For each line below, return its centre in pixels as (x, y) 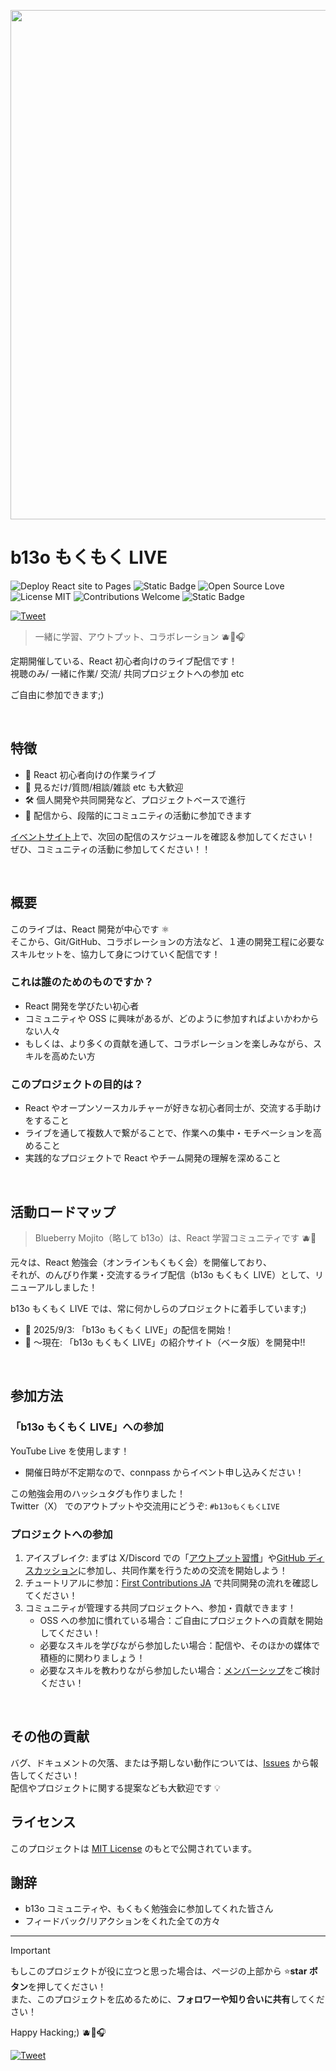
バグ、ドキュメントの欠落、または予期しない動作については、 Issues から (160, 1762)
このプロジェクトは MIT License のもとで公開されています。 (134, 1848)
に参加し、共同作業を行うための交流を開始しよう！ (182, 1570)
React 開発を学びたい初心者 (82, 1006)
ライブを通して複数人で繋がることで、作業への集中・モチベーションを (169, 1133)
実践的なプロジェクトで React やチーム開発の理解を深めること (153, 1158)
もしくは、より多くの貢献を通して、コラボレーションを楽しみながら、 (169, 1043)
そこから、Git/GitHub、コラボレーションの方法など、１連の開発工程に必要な (167, 941)
